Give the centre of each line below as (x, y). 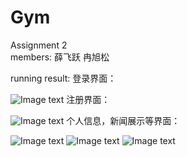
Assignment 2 (39, 45)
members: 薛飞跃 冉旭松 (60, 57)
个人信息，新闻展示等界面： (123, 120)
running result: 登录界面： (63, 78)
